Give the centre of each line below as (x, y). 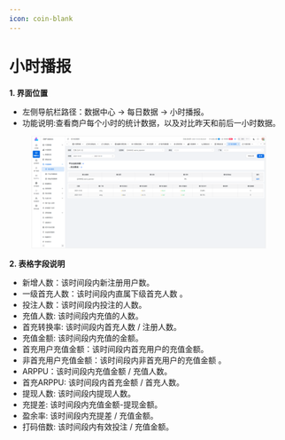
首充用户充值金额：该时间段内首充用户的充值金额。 (115, 349)
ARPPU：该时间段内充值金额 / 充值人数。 (97, 371)
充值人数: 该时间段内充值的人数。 (82, 316)
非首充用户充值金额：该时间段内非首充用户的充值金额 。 (124, 360)
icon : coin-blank (41, 19)
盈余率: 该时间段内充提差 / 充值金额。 (90, 415)
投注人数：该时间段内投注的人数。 (84, 304)
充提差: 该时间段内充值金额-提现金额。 (92, 405)
